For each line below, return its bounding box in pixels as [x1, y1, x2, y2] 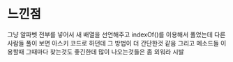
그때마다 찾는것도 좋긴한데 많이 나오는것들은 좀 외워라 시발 [25, 48, 185, 56]
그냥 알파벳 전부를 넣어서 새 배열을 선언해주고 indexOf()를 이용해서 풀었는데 [7, 30, 213, 39]
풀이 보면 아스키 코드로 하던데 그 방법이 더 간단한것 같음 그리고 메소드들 [25, 39, 220, 47]
